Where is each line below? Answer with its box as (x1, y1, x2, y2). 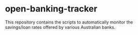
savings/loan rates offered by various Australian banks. (5, 24, 116, 30)
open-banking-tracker (5, 3, 98, 14)
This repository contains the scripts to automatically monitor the (5, 19, 133, 25)
